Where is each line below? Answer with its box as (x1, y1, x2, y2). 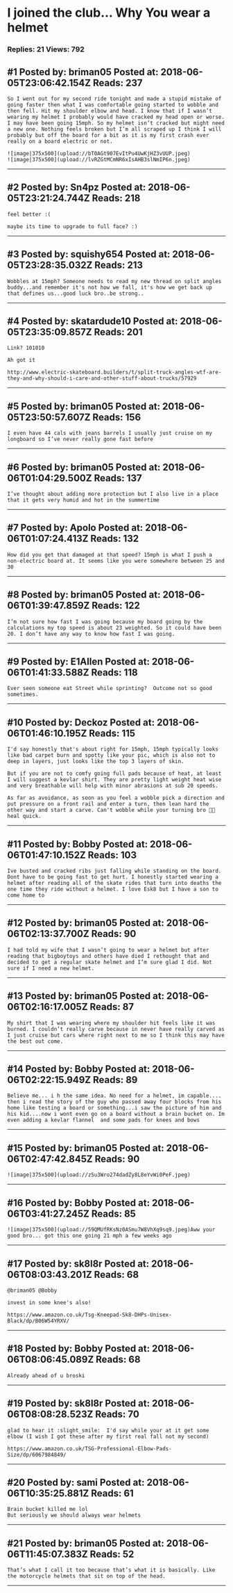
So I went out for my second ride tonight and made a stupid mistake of (7, 95, 222, 102)
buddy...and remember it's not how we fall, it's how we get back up (7, 284, 213, 291)
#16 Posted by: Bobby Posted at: (7, 1196, 150, 1208)
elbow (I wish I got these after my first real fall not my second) (7, 1433, 209, 1440)
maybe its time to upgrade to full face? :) (7, 223, 138, 230)
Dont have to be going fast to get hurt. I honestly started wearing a (7, 874, 218, 881)
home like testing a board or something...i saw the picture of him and (7, 1105, 222, 1112)
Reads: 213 (94, 259, 144, 271)
